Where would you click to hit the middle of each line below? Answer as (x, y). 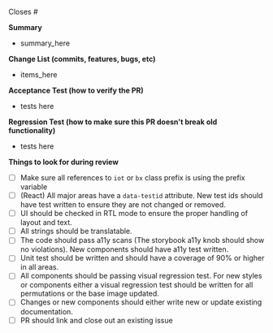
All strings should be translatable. (76, 231)
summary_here (45, 43)
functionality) (32, 130)
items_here (39, 75)
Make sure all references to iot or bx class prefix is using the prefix (132, 177)
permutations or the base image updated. (90, 294)
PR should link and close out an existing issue (96, 320)
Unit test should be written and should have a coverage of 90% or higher (142, 258)
